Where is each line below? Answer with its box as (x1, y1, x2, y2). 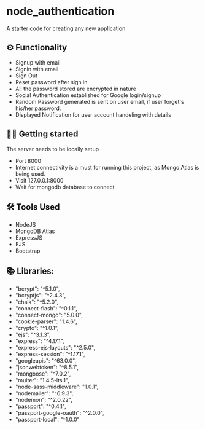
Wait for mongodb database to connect (15, 183, 115, 191)
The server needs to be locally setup (6, 145, 99, 152)
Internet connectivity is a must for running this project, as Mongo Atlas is (15, 163, 199, 171)
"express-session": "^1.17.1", (15, 350, 85, 358)
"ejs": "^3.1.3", (15, 331, 51, 339)
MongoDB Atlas (15, 227, 55, 235)
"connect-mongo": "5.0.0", (15, 312, 83, 319)
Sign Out (15, 72, 38, 79)
